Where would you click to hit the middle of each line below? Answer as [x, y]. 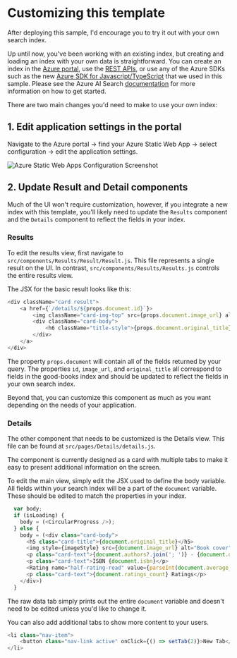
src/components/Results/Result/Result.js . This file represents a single [111, 260]
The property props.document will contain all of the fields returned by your [114, 361]
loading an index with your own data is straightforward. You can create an [114, 61]
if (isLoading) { [39, 516]
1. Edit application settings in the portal [95, 127]
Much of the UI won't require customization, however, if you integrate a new [117, 204]
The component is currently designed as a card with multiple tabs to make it [118, 460]
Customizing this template [86, 13]
